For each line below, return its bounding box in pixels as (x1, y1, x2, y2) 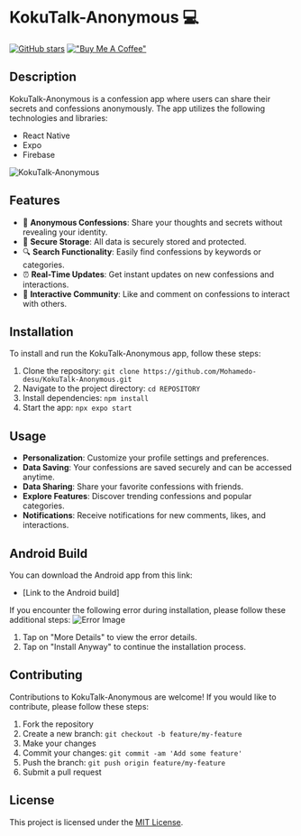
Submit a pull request (22, 766, 102, 777)
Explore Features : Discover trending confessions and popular (22, 491, 252, 502)
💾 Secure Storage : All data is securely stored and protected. (22, 236, 247, 246)
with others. (22, 298, 68, 309)
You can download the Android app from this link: (9, 570, 193, 581)
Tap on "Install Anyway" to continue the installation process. (22, 642, 246, 652)
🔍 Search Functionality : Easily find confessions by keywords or (22, 246, 261, 257)
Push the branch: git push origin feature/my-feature (22, 757, 226, 767)
